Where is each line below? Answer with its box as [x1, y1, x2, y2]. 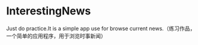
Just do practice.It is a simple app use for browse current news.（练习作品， [6, 25, 196, 32]
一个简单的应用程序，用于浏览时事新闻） [6, 32, 106, 40]
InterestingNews [6, 4, 91, 18]
